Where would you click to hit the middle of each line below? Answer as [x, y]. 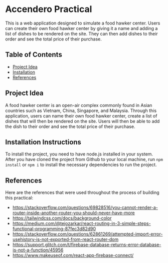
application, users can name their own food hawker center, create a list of [81, 115]
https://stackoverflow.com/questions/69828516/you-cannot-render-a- [85, 207]
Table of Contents [34, 55]
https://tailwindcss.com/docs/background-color [62, 218]
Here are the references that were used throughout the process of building [82, 192]
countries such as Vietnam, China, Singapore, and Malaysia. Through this [81, 110]
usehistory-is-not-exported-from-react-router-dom [65, 239]
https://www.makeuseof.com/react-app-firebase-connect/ [73, 255]
